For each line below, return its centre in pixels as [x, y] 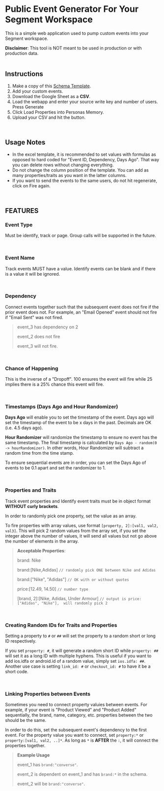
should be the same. [26, 720]
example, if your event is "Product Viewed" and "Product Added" [71, 710]
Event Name [20, 258]
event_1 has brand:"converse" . [47, 765]
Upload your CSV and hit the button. [49, 117]
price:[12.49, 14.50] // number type [53, 589]
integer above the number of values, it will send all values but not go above [81, 536]
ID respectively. [21, 641]
